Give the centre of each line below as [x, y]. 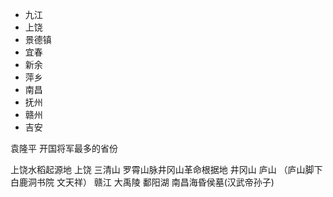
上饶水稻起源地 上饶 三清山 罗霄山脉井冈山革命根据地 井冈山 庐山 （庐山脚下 [166, 169]
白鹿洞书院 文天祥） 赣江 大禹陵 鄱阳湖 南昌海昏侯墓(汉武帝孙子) [142, 182]
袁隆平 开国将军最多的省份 [64, 148]
